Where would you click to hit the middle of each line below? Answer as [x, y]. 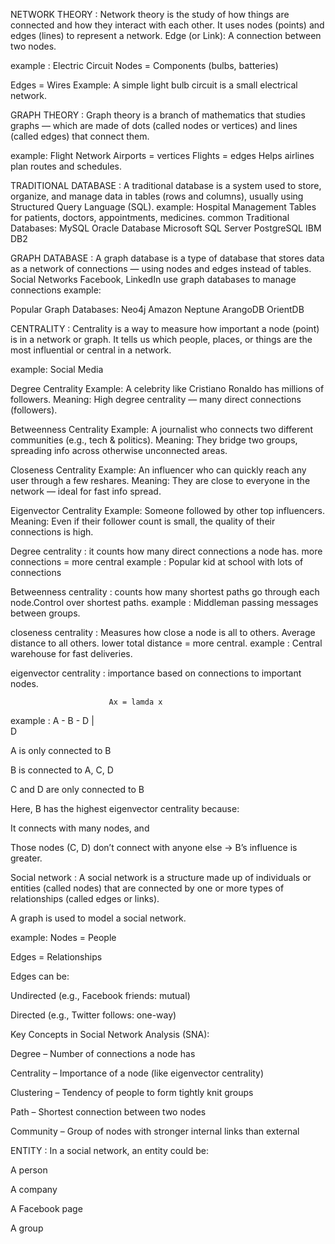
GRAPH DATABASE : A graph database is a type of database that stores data [167, 258]
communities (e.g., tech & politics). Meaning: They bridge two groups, [154, 440]
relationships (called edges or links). [85, 898]
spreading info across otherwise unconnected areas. [119, 450]
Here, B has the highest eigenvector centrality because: [125, 808]
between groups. [45, 613]
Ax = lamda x [135, 702]
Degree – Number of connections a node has [103, 1053]
